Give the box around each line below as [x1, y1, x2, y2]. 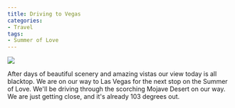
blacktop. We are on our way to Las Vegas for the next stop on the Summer [7, 77, 228, 86]
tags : [7, 30, 23, 38]
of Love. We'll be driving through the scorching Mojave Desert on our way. [7, 85, 226, 93]
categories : [7, 17, 43, 24]
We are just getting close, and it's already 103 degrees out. [7, 92, 180, 101]
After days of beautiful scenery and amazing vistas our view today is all [7, 70, 217, 78]
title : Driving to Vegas [7, 10, 81, 18]
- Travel [7, 23, 33, 31]
